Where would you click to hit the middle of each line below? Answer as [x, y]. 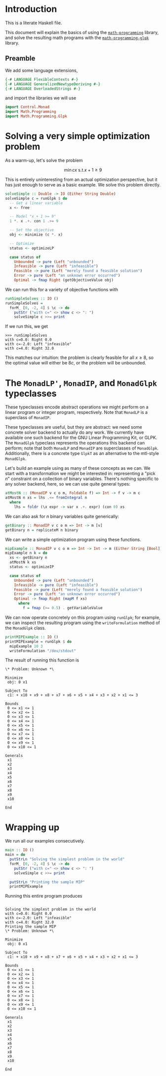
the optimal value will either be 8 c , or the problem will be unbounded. [76, 363]
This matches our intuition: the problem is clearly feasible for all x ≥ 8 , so [80, 358]
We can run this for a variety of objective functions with [62, 289]
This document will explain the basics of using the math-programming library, [82, 32]
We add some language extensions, [41, 70]
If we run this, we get [27, 326]
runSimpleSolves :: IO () [32, 298]
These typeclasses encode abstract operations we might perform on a [77, 407]
